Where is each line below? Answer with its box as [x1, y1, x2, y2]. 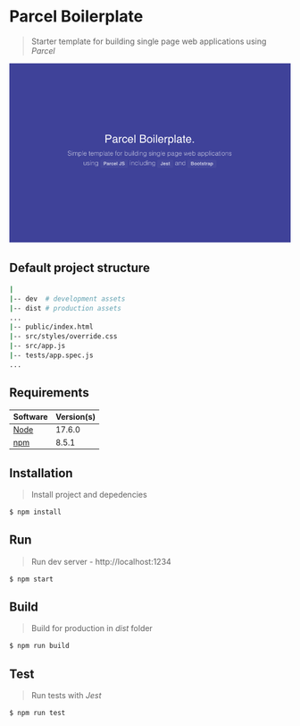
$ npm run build [9, 642, 70, 651]
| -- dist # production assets [9, 303, 122, 312]
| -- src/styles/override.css [9, 332, 118, 341]
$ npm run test [9, 709, 66, 718]
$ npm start [9, 575, 54, 584]
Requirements [9, 385, 89, 400]
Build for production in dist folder [30, 623, 154, 634]
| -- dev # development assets [9, 294, 126, 303]
